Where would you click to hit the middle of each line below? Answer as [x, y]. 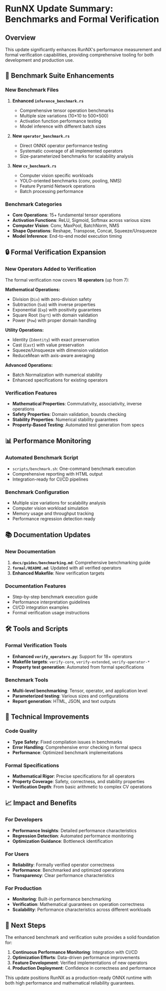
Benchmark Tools [27, 680]
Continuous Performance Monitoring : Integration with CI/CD [75, 952]
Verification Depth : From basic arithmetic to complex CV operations [82, 787]
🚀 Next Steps [26, 925]
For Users [17, 854]
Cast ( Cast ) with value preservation [48, 345]
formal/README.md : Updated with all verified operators [67, 568]
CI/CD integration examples [40, 607]
